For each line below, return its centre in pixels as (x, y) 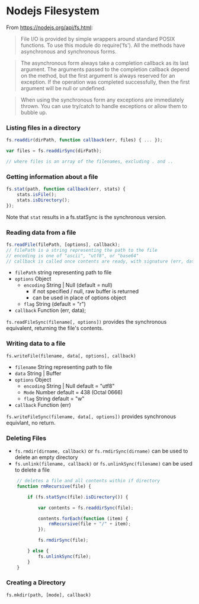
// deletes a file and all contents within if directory (89, 481)
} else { (38, 551)
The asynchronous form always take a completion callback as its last (105, 63)
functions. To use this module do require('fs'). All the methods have (103, 45)
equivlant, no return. (31, 422)
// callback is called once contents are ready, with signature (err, (95, 261)
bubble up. (34, 112)
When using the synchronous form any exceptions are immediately (102, 100)
